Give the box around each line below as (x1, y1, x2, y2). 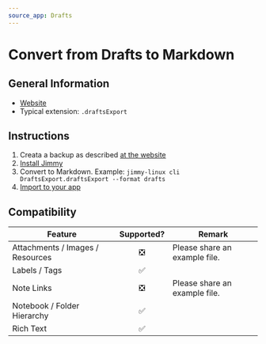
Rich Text (12, 323, 47, 335)
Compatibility (8, 205, 77, 218)
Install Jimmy (19, 159, 63, 168)
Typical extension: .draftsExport (19, 106, 128, 115)
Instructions (8, 130, 70, 143)
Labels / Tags (12, 265, 63, 276)
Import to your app (19, 183, 82, 192)
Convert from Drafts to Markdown (8, 45, 235, 63)
